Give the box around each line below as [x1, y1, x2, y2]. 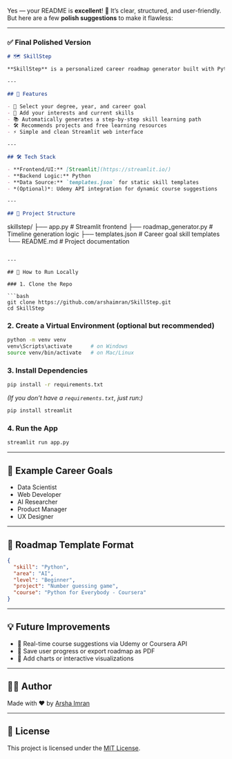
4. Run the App [7, 424, 59, 433]
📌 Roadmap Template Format [7, 539, 134, 551]
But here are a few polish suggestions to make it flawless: [7, 14, 174, 22]
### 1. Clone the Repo [7, 281, 72, 288]
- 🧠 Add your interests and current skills [7, 109, 135, 117]
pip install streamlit [7, 407, 72, 414]
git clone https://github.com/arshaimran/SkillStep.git [7, 299, 171, 306]
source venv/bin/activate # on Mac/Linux [7, 349, 135, 357]
